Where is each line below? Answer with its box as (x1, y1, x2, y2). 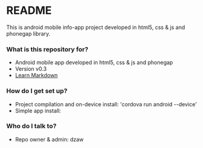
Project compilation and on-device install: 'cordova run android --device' (15, 100, 197, 108)
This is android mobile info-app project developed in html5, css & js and (6, 24, 185, 31)
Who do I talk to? (6, 122, 57, 130)
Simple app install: (15, 107, 61, 114)
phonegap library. (6, 30, 50, 37)
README (6, 4, 52, 18)
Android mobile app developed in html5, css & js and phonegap (15, 59, 173, 66)
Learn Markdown (15, 72, 58, 79)
